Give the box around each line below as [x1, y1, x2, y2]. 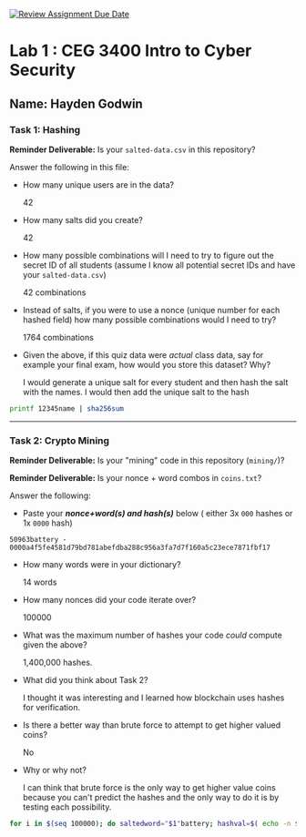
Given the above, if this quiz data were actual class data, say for [22, 349, 264, 360]
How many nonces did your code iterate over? [22, 595, 197, 606]
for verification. [22, 702, 80, 713]
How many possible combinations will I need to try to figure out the [22, 250, 275, 260]
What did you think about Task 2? [22, 675, 148, 686]
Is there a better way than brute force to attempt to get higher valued [22, 720, 280, 730]
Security [9, 60, 76, 81]
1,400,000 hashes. [22, 657, 93, 669]
